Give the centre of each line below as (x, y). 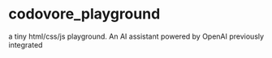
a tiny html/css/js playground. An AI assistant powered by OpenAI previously (136, 36)
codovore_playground (84, 14)
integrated (26, 44)
